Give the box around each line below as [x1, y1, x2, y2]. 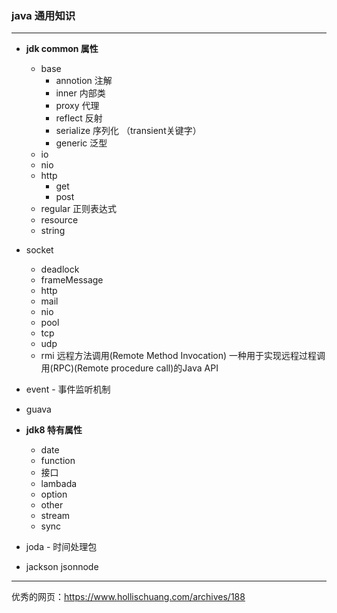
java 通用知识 [11, 8, 76, 22]
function [40, 455, 76, 467]
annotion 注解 [55, 75, 113, 87]
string [40, 225, 66, 237]
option [40, 488, 68, 501]
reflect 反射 [55, 112, 103, 124]
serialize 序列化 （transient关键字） [55, 125, 202, 137]
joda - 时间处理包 [25, 541, 98, 553]
